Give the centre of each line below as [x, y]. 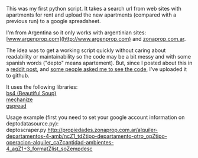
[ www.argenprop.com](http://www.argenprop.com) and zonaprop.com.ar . [96, 39]
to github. [18, 75]
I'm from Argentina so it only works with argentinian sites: [76, 33]
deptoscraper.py [26, 130]
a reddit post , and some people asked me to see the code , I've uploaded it [97, 69]
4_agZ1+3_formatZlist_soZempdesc [49, 149]
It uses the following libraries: [42, 87]
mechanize [20, 99]
